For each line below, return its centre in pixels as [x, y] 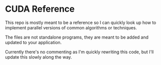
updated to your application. [33, 42]
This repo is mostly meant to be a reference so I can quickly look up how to [80, 22]
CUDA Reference [40, 9]
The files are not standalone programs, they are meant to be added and [77, 37]
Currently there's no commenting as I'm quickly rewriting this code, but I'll [79, 52]
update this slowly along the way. [39, 57]
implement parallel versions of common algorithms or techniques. [71, 27]
